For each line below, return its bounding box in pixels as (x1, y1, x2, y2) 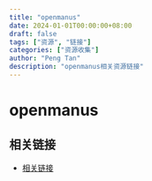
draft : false (9, 29, 57, 38)
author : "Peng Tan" (9, 54, 81, 63)
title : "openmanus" (9, 12, 81, 22)
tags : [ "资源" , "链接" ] (9, 37, 91, 47)
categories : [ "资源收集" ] (9, 46, 100, 55)
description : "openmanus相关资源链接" (9, 63, 144, 72)
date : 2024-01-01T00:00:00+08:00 (9, 21, 133, 30)
